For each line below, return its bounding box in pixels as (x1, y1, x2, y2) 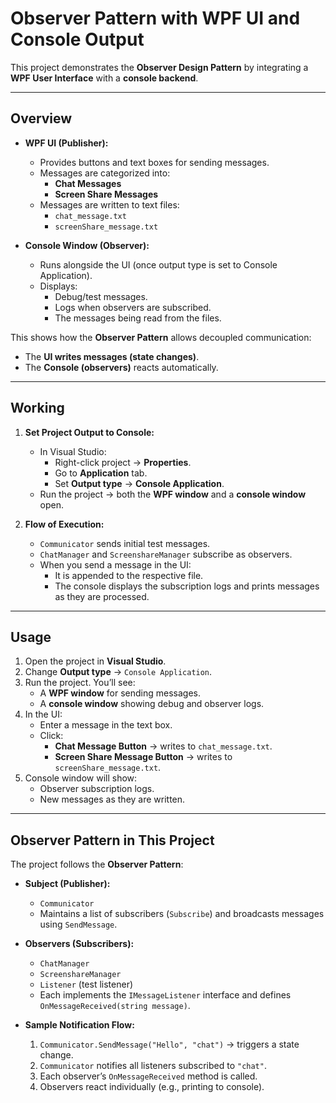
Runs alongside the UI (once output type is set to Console (39, 258, 278, 271)
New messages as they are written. (39, 793, 186, 806)
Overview (10, 110, 73, 127)
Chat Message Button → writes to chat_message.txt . (54, 740, 273, 752)
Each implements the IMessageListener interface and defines (39, 989, 292, 1001)
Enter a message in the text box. (39, 719, 173, 731)
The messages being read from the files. (54, 312, 222, 324)
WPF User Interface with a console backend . (10, 72, 199, 84)
